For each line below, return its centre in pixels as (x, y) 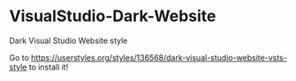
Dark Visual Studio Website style (68, 40)
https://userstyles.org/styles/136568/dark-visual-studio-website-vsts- (159, 57)
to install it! (49, 67)
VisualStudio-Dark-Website (113, 16)
